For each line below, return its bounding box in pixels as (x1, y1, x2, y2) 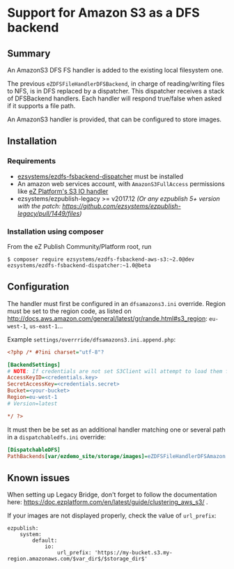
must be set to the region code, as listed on (7, 307, 132, 315)
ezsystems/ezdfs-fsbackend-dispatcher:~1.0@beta (7, 261, 151, 269)
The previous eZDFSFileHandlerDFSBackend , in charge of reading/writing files (7, 79, 225, 88)
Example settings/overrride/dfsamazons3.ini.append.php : (7, 335, 176, 343)
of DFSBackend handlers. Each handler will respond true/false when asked (7, 94, 222, 103)
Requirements (7, 156, 56, 166)
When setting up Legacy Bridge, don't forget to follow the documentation (7, 490, 217, 499)
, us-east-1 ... (25, 321, 63, 330)
